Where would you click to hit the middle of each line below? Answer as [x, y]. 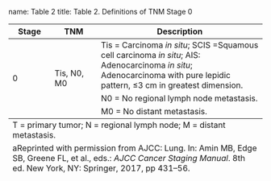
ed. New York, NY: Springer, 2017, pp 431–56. [102, 168]
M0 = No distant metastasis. [154, 111]
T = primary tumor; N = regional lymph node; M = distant [119, 125]
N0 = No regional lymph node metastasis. [179, 98]
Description [180, 31]
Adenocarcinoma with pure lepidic [166, 75]
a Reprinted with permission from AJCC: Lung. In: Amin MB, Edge [135, 148]
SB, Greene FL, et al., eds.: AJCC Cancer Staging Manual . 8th [129, 158]
